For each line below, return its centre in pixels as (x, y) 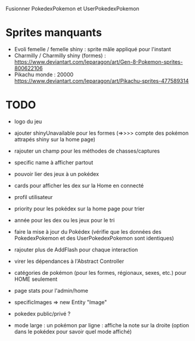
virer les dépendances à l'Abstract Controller (69, 261)
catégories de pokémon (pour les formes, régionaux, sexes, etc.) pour (100, 272)
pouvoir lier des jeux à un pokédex (57, 174)
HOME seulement (36, 279)
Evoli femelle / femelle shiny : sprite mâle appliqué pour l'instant (92, 49)
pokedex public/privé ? (42, 314)
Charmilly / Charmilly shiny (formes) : (60, 55)
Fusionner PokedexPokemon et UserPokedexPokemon (72, 9)
